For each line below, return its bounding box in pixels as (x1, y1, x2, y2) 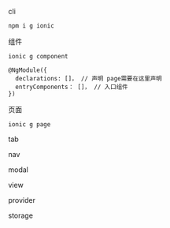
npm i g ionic (8, 22, 55, 30)
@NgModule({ (8, 66, 47, 74)
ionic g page (8, 121, 51, 129)
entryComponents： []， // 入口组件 (15, 83, 128, 91)
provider (8, 196, 35, 204)
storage (8, 211, 34, 220)
